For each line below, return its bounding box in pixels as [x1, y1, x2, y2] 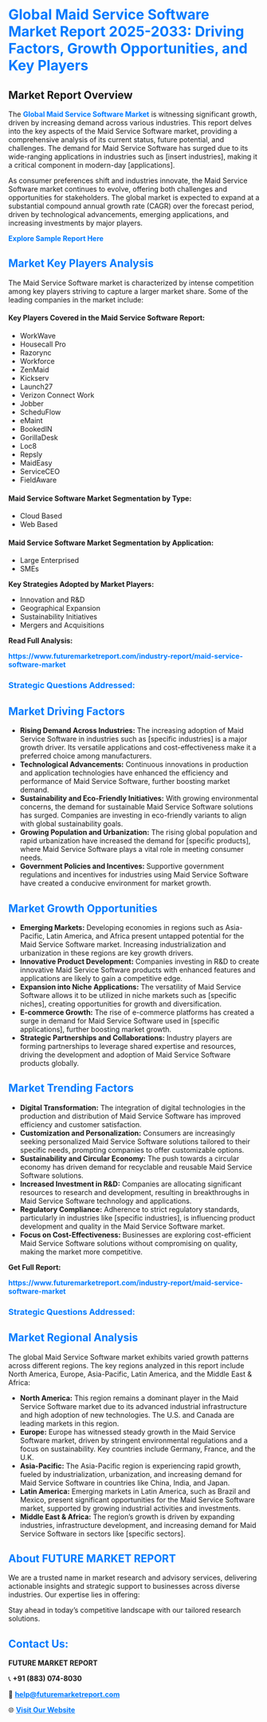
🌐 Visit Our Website [8, 1705, 76, 1715]
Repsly [19, 449, 43, 460]
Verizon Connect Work [19, 390, 95, 400]
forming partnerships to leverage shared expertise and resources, [19, 1041, 237, 1051]
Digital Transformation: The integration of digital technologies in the [19, 1102, 245, 1112]
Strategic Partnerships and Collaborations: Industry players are [19, 1032, 233, 1043]
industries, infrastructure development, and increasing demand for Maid [19, 1520, 257, 1530]
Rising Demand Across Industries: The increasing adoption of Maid [19, 726, 245, 735]
